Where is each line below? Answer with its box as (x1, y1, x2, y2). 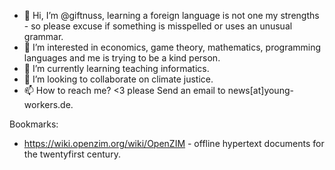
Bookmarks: (9, 118, 59, 130)
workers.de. (23, 99, 74, 110)
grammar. (23, 31, 64, 42)
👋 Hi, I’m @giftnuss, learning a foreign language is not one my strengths (23, 10, 320, 21)
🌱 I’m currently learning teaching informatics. (23, 63, 210, 74)
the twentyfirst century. (23, 148, 121, 160)
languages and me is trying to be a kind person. (23, 52, 221, 64)
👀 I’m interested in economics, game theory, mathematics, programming (23, 41, 322, 53)
